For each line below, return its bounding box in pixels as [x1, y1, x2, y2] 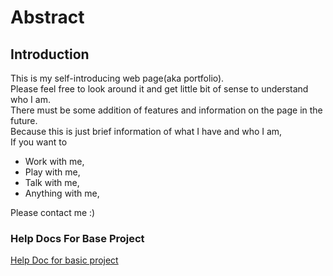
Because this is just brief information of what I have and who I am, [10, 126, 283, 137]
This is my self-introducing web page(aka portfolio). [10, 72, 225, 84]
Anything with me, [24, 187, 100, 199]
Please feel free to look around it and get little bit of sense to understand [10, 83, 309, 95]
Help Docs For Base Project [10, 231, 145, 245]
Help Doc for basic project [10, 254, 119, 266]
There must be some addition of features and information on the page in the [10, 104, 323, 116]
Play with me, [24, 166, 81, 178]
